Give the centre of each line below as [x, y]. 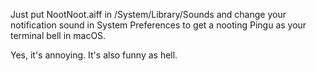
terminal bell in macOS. [58, 35]
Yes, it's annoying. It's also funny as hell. [94, 55]
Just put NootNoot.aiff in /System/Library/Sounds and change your [148, 14]
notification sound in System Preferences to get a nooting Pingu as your [158, 25]
